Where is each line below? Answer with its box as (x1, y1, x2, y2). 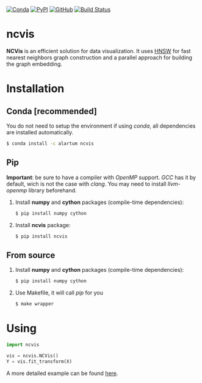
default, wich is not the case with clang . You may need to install (6, 180, 167, 188)
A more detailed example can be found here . (6, 370, 118, 377)
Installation (6, 82, 65, 96)
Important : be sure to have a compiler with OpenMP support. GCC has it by (6, 173, 197, 181)
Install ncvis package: (15, 221, 71, 228)
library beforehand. (28, 186, 78, 194)
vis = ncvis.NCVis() (6, 352, 59, 359)
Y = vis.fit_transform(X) (6, 358, 72, 365)
